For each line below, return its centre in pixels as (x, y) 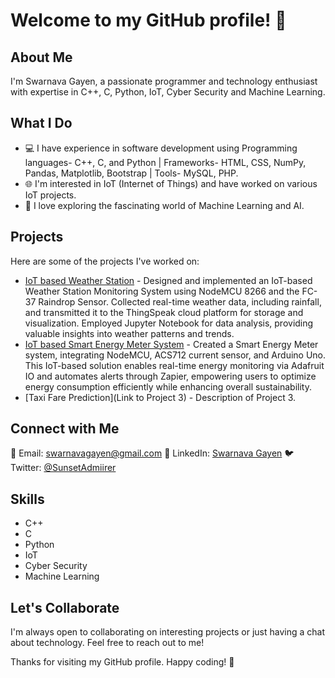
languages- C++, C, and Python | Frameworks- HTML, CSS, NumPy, (165, 162)
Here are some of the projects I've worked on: (105, 261)
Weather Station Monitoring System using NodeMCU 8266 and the (162, 291)
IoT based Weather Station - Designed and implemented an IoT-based (168, 280)
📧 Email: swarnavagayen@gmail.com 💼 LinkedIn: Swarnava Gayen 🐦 (152, 453)
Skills (27, 499)
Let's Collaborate (65, 607)
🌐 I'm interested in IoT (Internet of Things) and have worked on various (171, 183)
